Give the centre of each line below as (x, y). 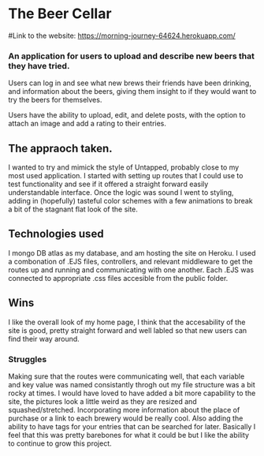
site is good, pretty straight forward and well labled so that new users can (128, 330)
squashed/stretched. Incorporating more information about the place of (124, 409)
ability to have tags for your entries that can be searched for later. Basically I (132, 426)
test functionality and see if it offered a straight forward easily (108, 184)
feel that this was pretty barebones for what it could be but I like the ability (129, 435)
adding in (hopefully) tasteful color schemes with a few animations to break (131, 201)
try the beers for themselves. (55, 100)
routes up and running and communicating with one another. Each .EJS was (131, 270)
